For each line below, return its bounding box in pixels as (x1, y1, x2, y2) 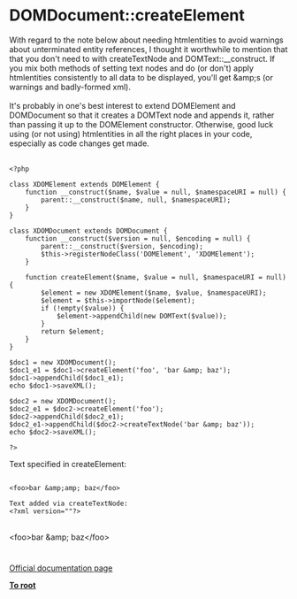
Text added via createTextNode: (9, 499, 128, 508)
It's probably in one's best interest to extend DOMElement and (9, 100, 236, 111)
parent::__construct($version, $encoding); (41, 242, 203, 250)
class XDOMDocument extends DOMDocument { (9, 227, 168, 235)
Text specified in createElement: (9, 458, 126, 469)
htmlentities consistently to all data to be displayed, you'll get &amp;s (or (9, 72, 274, 82)
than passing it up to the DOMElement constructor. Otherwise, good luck (9, 119, 274, 129)
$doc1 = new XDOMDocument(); (9, 357, 117, 367)
